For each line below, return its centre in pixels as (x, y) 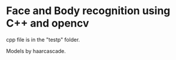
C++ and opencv (48, 23)
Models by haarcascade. (36, 51)
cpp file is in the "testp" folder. (43, 39)
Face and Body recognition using (88, 11)
